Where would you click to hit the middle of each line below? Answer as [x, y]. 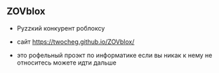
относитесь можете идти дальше [66, 63]
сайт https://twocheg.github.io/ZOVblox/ [75, 42]
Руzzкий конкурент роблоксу [61, 28]
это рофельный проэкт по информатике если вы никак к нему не [114, 55]
